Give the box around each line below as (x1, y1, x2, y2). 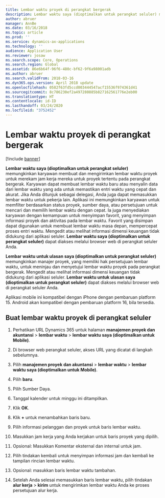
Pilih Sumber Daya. (12, 386, 51, 392)
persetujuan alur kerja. (12, 487, 58, 493)
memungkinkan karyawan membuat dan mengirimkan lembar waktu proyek (5, 170, 158, 176)
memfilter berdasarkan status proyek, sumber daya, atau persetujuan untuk (5, 202, 158, 208)
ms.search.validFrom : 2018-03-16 (5, 76, 74, 81)
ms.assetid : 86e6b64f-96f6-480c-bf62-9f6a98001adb (5, 67, 111, 72)
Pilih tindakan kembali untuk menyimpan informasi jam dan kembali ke (12, 452, 154, 458)
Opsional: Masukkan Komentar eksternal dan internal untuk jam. (12, 443, 142, 449)
